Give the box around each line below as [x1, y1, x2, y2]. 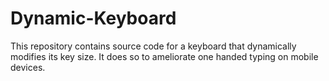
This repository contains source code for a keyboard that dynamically [10, 40, 297, 52]
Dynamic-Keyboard [10, 7, 177, 30]
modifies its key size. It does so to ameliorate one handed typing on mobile [10, 50, 319, 62]
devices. [10, 61, 46, 73]
